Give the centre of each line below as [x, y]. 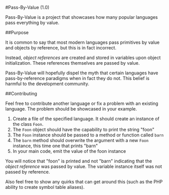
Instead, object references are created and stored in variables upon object [83, 58]
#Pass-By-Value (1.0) [27, 7]
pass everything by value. [32, 23]
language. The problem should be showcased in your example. [71, 109]
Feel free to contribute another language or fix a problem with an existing [82, 103]
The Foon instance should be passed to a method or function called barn [88, 135]
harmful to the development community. [47, 84]
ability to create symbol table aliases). [45, 187]
